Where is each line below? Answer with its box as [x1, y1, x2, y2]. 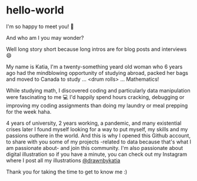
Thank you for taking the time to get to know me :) [6, 168, 128, 175]
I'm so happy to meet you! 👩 [6, 23, 74, 30]
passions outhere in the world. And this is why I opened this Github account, [6, 132, 191, 139]
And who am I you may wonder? [6, 34, 84, 41]
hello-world [6, 4, 65, 17]
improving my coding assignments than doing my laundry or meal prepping [6, 102, 188, 109]
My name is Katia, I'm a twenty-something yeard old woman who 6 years [6, 63, 183, 70]
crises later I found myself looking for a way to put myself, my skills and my [6, 125, 188, 132]
